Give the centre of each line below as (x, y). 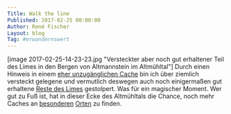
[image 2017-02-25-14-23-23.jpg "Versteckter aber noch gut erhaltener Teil (115, 59)
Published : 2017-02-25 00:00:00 (54, 20)
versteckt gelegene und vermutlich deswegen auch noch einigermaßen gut (114, 81)
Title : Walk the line (38, 14)
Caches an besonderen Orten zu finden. (65, 104)
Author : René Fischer (38, 26)
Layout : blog (26, 33)
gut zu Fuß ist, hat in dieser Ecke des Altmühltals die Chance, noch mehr (111, 96)
